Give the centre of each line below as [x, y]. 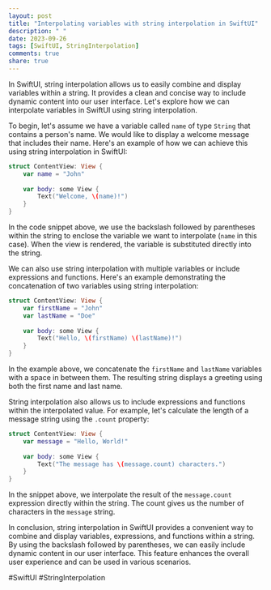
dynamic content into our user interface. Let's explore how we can [119, 101]
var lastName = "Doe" [59, 316]
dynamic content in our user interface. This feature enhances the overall [129, 554]
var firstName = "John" [63, 308]
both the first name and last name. [66, 386]
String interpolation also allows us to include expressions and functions [127, 402]
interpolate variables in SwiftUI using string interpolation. [103, 109]
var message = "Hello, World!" [76, 441]
